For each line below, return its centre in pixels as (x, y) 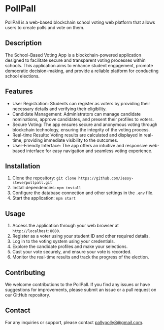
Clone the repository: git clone (44, 178)
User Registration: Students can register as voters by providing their (81, 103)
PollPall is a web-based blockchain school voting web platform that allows (80, 22)
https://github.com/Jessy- (106, 178)
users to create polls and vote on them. (45, 27)
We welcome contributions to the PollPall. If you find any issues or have (78, 284)
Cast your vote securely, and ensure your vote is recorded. (72, 252)
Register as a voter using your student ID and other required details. (81, 236)
